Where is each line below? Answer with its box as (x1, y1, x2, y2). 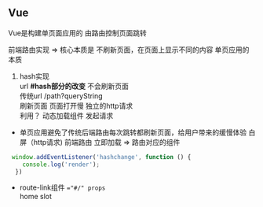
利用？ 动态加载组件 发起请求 (19, 110, 114, 120)
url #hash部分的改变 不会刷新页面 (19, 81, 130, 91)
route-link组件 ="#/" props (19, 183, 106, 192)
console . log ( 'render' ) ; (22, 161, 100, 168)
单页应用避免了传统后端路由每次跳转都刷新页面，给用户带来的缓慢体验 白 (19, 128, 256, 137)
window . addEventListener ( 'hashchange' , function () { (11, 153, 192, 161)
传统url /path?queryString (19, 91, 104, 101)
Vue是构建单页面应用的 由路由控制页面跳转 (8, 28, 148, 38)
